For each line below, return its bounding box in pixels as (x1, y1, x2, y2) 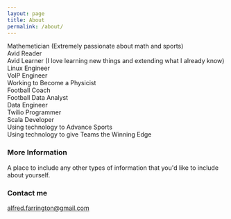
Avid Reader (7, 49, 42, 58)
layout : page (7, 10, 45, 17)
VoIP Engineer (7, 71, 48, 80)
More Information (7, 148, 67, 157)
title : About (7, 17, 45, 24)
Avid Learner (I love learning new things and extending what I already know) (7, 57, 225, 65)
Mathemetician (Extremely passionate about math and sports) (7, 42, 184, 51)
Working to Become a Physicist (7, 79, 96, 87)
